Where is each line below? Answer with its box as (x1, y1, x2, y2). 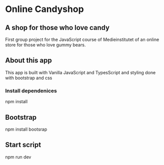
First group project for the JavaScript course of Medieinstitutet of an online (5, 36, 160, 42)
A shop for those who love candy (5, 23, 110, 32)
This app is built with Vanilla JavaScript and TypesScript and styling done (5, 69, 156, 75)
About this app (5, 56, 52, 65)
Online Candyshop (5, 3, 84, 15)
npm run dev (5, 154, 31, 160)
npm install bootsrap (5, 126, 47, 132)
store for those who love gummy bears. (5, 42, 86, 48)
